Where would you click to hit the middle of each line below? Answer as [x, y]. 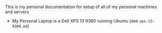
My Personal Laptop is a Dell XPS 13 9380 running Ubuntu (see [75, 21]
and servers [17, 12]
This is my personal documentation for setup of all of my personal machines [81, 7]
